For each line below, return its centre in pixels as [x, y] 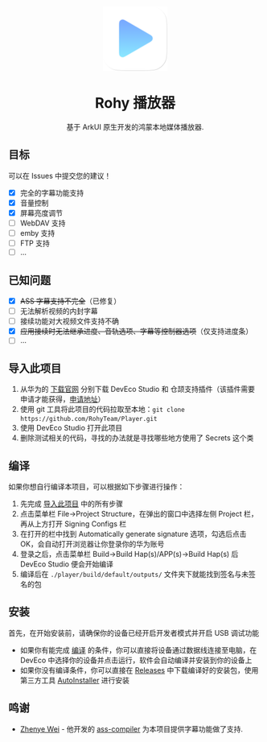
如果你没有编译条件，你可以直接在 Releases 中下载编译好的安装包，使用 [139, 670]
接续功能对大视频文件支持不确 [69, 321]
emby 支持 [37, 233]
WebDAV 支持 [43, 223]
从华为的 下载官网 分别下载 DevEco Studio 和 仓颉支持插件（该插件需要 [138, 390]
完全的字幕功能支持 [52, 192]
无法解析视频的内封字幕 [59, 311]
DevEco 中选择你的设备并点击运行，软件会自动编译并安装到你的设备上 [136, 660]
